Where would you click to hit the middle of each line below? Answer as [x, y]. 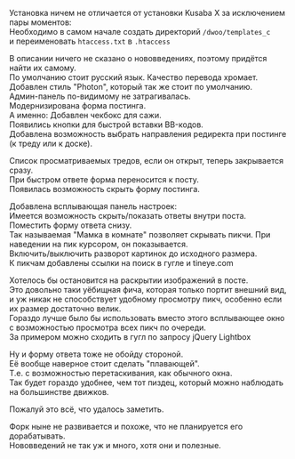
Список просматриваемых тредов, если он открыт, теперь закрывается [147, 161]
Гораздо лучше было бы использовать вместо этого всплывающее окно [147, 318]
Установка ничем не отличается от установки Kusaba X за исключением [147, 13]
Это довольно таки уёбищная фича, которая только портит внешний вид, [148, 290]
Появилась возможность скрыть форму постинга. [104, 189]
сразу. [21, 170]
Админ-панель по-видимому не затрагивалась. [100, 96]
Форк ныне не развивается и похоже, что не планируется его [126, 427]
